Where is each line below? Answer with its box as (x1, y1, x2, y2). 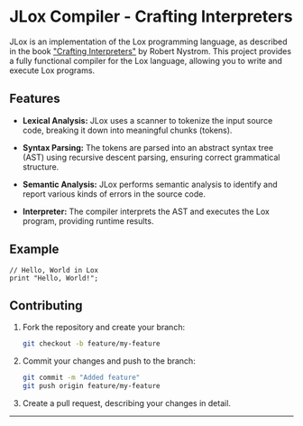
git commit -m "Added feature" (22, 373, 141, 383)
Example (9, 242, 60, 257)
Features (9, 91, 60, 106)
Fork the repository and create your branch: (22, 322, 186, 333)
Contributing (9, 298, 83, 313)
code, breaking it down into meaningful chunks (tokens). (22, 125, 233, 135)
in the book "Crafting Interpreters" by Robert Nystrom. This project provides (9, 45, 291, 56)
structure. (22, 161, 60, 172)
